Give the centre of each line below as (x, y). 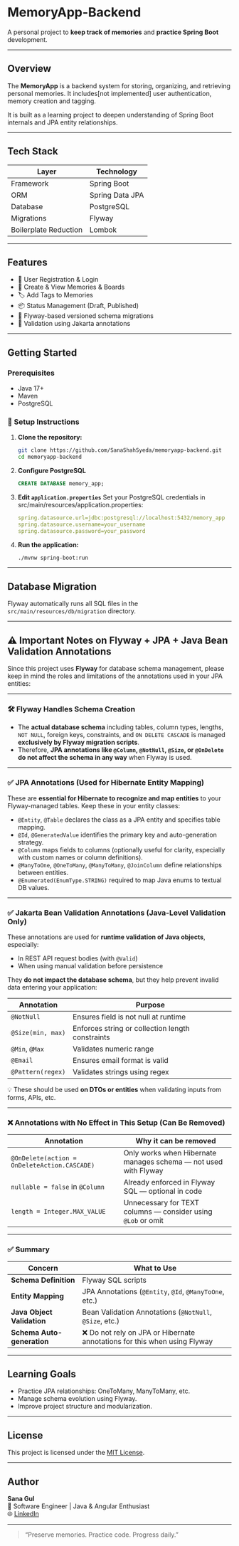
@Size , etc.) (101, 1320)
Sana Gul (21, 1499)
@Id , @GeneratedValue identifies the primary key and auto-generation (117, 835)
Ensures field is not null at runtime (129, 1017)
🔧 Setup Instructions (43, 422)
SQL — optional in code (163, 1191)
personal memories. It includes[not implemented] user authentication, (110, 93)
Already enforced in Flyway (169, 1182)
